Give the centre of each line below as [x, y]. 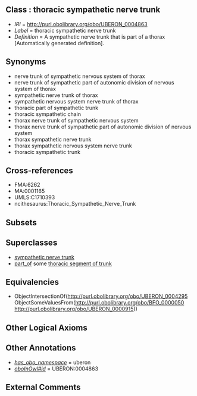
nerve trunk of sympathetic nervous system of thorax [79, 76]
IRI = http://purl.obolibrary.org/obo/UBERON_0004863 [81, 24]
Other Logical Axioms [46, 327]
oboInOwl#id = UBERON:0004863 [56, 369]
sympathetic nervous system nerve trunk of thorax [76, 101]
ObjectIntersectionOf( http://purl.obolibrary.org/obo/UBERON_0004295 [101, 296]
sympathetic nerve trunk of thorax [56, 95]
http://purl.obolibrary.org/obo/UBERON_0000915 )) [76, 309]
